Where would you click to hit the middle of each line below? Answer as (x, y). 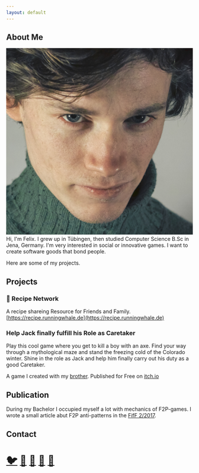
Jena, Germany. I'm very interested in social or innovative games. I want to (97, 245)
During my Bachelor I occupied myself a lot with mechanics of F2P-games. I (99, 409)
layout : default (26, 12)
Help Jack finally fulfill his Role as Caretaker (71, 333)
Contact (21, 434)
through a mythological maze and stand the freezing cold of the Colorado (96, 352)
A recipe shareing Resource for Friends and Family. (69, 311)
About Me (25, 38)
